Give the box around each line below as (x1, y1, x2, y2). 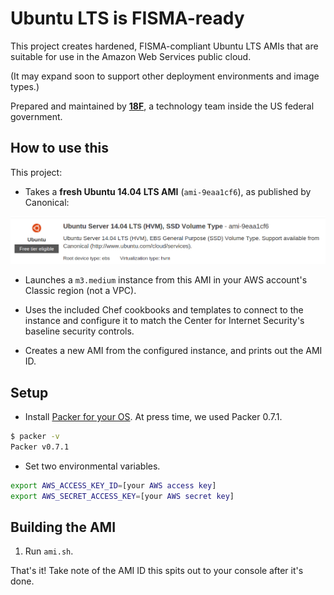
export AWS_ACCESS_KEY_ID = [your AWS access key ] (10, 480, 217, 491)
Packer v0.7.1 (10, 442, 70, 452)
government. (10, 110, 63, 122)
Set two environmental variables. (24, 460, 161, 472)
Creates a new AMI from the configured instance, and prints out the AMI (24, 345, 323, 357)
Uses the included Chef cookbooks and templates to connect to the (24, 304, 304, 316)
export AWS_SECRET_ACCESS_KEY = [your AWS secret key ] (10, 491, 235, 501)
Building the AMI (10, 518, 117, 536)
